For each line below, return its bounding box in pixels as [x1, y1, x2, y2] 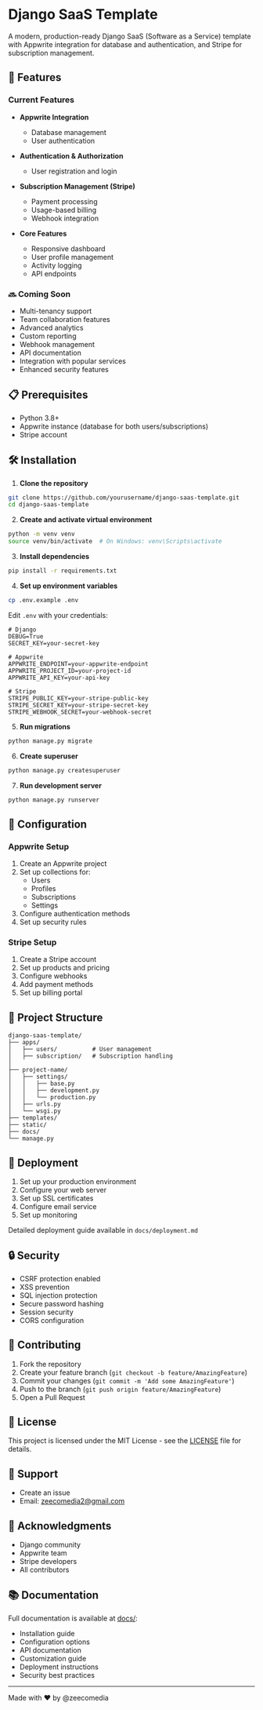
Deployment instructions [19, 1662, 99, 1672]
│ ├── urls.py [8, 1101, 61, 1109]
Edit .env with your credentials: [8, 610, 108, 619]
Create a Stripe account [19, 955, 96, 964]
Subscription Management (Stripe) [19, 181, 135, 191]
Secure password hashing [19, 1299, 104, 1308]
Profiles [31, 884, 56, 893]
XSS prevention [19, 1282, 70, 1292]
